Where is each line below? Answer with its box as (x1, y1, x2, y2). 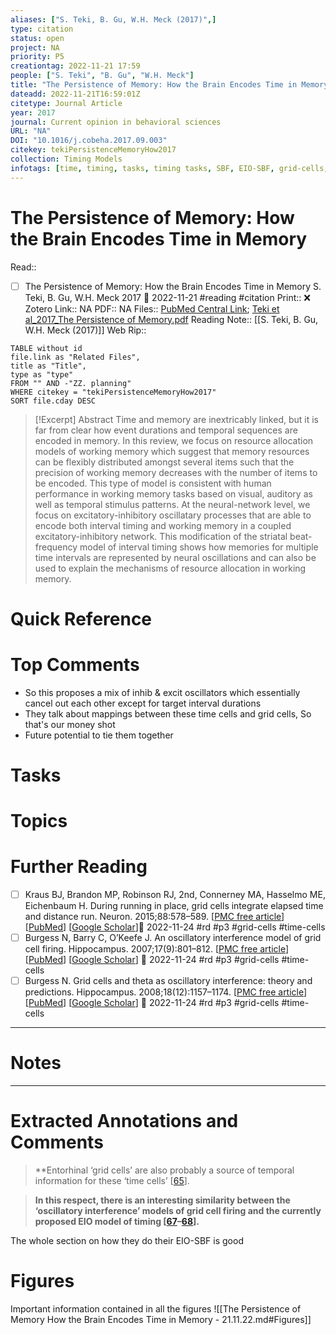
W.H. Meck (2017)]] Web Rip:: (24, 324, 147, 336)
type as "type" (10, 369, 74, 380)
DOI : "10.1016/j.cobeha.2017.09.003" (10, 136, 168, 146)
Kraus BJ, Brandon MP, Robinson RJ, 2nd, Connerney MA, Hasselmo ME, (24, 889, 326, 901)
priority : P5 (10, 52, 65, 62)
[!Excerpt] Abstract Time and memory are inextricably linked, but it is (34, 413, 319, 425)
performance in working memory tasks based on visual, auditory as (34, 487, 313, 500)
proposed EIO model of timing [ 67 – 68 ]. (34, 1216, 200, 1228)
